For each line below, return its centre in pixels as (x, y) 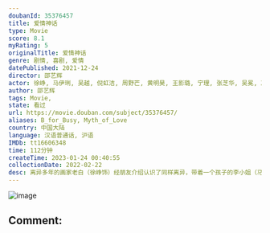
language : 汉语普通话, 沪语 (51, 135)
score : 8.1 (27, 38)
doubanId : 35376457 (41, 16)
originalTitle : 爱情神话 (47, 53)
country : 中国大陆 (37, 128)
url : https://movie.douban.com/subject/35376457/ (93, 113)
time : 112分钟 (31, 150)
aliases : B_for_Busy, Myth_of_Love (68, 121)
